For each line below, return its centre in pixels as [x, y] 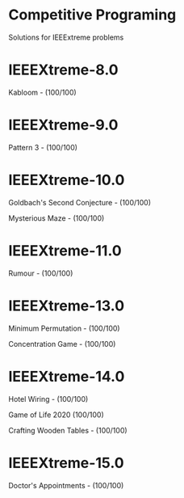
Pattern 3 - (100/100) [43, 147]
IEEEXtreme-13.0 [67, 306]
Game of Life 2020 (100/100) [56, 415]
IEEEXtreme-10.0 [67, 180]
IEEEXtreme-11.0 [65, 250]
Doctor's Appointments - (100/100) [66, 485]
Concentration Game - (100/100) [62, 344]
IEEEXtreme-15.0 [66, 463]
